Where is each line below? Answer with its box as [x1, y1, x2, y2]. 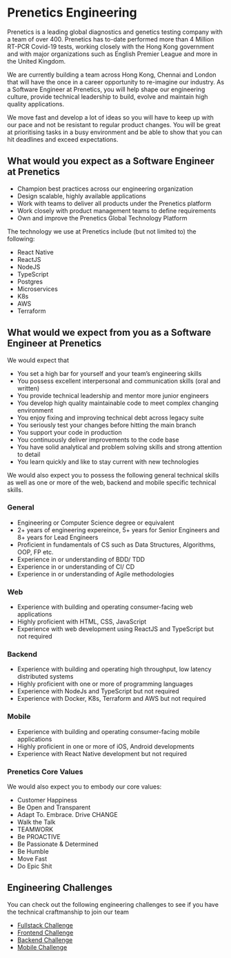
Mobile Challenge [17, 943, 68, 951]
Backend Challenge [17, 935, 73, 944]
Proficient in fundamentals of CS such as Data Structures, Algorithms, [17, 541, 216, 549]
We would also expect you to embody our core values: [7, 782, 162, 791]
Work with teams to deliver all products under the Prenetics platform [17, 199, 212, 207]
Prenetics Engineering [7, 5, 138, 21]
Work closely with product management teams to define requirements [17, 206, 217, 215]
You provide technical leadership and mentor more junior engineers [17, 391, 209, 400]
